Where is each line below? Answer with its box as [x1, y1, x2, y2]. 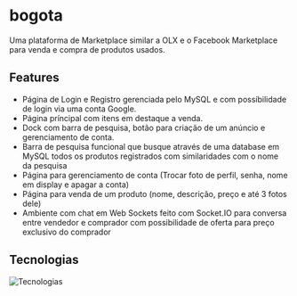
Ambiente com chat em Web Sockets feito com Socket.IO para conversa [21, 207, 287, 218]
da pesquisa [21, 160, 68, 170]
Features [9, 70, 60, 86]
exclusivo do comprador [21, 226, 111, 237]
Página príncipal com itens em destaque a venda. [21, 112, 204, 123]
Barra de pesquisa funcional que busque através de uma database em [21, 141, 280, 152]
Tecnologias [9, 252, 79, 267]
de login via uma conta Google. [21, 103, 137, 114]
